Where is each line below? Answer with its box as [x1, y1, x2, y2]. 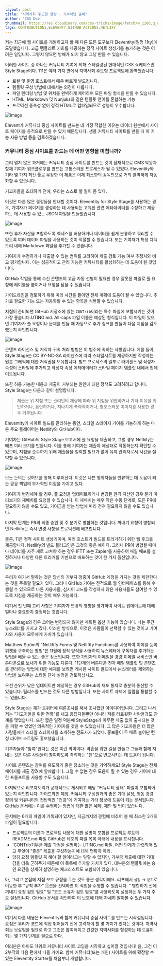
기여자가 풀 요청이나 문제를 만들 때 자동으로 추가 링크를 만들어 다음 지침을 [10, 321, 149, 327]
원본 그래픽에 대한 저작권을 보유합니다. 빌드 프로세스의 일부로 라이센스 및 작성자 [5, 359, 155, 365]
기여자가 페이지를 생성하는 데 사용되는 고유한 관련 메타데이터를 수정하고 [11, 205, 147, 211]
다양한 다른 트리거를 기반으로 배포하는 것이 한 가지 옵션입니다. [21, 555, 138, 560]
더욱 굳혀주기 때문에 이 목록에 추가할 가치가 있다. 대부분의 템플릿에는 [21, 860, 151, 866]
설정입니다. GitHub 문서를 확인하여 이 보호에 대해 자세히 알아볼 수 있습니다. [10, 895, 152, 901]
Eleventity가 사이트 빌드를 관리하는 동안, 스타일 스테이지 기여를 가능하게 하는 [5, 420, 150, 426]
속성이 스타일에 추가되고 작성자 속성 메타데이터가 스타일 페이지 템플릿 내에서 [5, 365, 149, 371]
